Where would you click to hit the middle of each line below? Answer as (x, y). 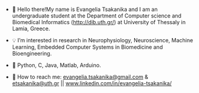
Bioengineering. (32, 53)
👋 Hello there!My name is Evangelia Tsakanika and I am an (85, 9)
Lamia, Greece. (31, 28)
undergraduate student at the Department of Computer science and (97, 16)
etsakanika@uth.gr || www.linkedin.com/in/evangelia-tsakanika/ (92, 83)
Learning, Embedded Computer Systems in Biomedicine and (87, 47)
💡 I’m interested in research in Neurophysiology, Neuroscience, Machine (103, 40)
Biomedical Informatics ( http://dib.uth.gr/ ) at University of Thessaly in (99, 22)
